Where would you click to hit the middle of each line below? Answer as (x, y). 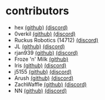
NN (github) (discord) (40, 90)
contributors (37, 11)
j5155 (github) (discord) (43, 71)
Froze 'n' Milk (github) (41, 59)
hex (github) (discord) (41, 27)
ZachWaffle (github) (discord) (50, 84)
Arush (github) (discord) (44, 78)
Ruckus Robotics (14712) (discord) (56, 40)
